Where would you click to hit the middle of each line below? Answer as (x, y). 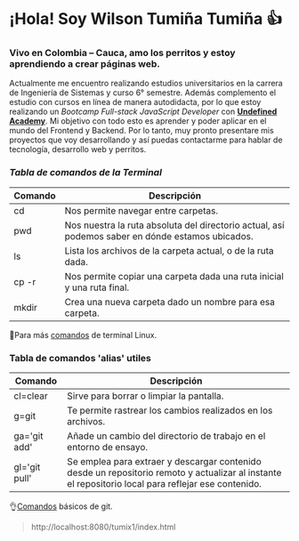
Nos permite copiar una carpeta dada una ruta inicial (174, 276)
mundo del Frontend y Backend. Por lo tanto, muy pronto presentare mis (141, 131)
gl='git (27, 467)
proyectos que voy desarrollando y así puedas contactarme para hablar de (146, 140)
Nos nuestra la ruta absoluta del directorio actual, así (174, 225)
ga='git (28, 436)
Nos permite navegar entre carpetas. (141, 210)
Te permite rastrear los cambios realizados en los (170, 410)
